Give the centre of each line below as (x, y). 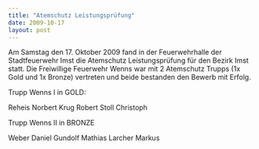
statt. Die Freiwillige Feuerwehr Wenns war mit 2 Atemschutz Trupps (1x (124, 69)
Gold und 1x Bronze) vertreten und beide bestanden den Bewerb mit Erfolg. (129, 77)
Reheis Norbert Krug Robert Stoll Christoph (78, 107)
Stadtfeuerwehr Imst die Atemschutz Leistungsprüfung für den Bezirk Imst (128, 60)
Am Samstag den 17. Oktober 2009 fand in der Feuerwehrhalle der (115, 53)
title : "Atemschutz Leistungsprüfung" (71, 15)
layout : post (29, 30)
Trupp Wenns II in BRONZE (51, 123)
